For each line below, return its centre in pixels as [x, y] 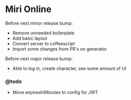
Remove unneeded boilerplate [43, 33]
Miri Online [28, 9]
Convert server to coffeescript [43, 43]
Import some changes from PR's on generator [59, 49]
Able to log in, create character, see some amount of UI [69, 68]
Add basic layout [30, 38]
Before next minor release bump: [39, 23]
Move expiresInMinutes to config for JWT [55, 92]
